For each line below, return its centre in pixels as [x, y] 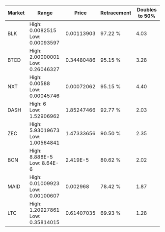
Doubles [147, 10]
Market [16, 13]
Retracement [116, 13]
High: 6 [38, 104]
